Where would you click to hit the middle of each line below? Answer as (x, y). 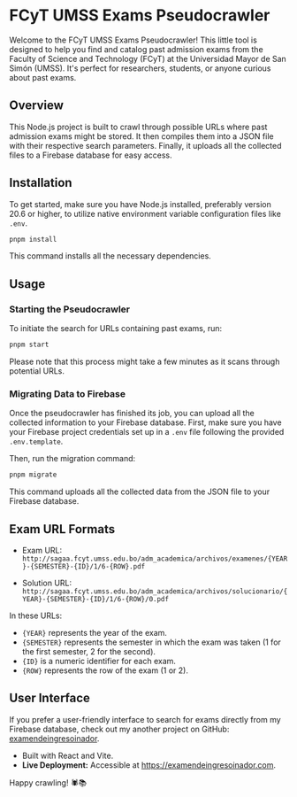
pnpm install (33, 239)
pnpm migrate (33, 475)
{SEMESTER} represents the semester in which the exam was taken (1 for (151, 642)
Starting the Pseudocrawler (70, 309)
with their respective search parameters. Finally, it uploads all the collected (145, 145)
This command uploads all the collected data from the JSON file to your (140, 491)
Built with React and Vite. (68, 755)
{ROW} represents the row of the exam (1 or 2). (105, 670)
